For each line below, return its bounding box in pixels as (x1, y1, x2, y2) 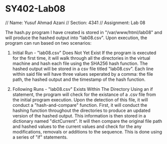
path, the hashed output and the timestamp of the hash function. (12, 76, 146, 82)
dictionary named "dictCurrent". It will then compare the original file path (12, 118, 162, 124)
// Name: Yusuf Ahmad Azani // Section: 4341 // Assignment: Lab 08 (5, 20, 145, 26)
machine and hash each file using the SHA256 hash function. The (12, 60, 148, 66)
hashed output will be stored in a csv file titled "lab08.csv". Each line (12, 66, 154, 72)
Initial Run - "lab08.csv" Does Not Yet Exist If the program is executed (12, 50, 156, 56)
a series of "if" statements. (12, 134, 68, 140)
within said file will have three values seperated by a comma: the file (12, 71, 153, 77)
